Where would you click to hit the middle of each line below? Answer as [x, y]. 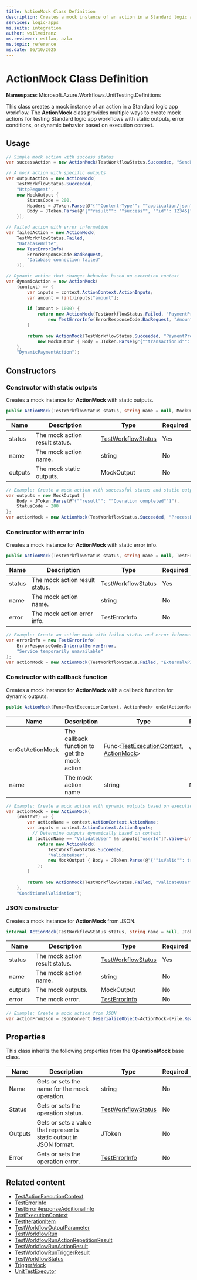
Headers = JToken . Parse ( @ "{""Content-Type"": [84, 206]
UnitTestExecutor [35, 1271]
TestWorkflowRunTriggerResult [52, 1252]
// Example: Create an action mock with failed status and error [87, 635]
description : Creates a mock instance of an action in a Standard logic [97, 17]
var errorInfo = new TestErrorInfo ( [51, 641]
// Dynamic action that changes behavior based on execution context [93, 276]
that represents [58, 1130]
